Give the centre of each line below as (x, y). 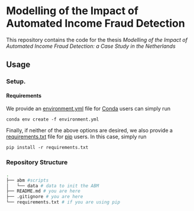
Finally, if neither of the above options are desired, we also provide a (90, 131)
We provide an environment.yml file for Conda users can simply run (88, 109)
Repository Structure (37, 163)
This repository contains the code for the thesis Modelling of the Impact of (97, 40)
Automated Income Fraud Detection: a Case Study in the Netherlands (91, 46)
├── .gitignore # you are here (45, 197)
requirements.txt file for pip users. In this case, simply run (76, 137)
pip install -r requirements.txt (47, 148)
